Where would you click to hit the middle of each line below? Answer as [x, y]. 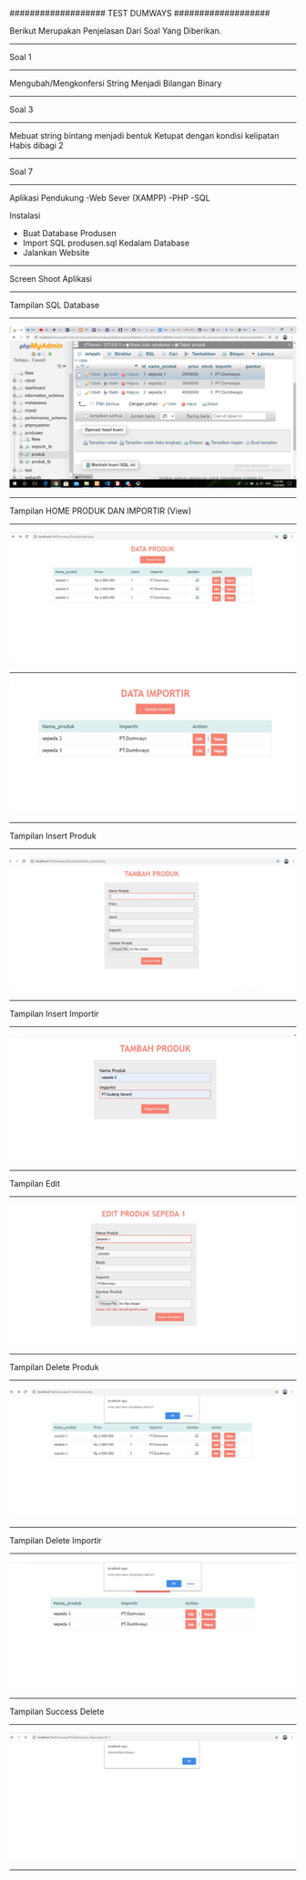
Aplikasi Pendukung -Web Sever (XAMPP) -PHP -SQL [110, 198]
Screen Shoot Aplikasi [51, 279]
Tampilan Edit [35, 1184]
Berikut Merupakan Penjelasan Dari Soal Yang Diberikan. [116, 31]
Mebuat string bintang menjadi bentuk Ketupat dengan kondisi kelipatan [144, 135]
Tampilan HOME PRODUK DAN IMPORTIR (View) [101, 511]
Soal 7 [21, 171]
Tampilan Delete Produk [54, 1367]
